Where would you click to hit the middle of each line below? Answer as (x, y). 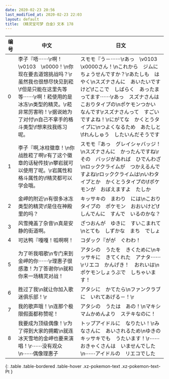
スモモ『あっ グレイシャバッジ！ (120, 144)
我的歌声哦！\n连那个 (44, 307)
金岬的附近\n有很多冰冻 (46, 199)
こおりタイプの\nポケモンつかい (118, 105)
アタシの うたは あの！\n (113, 307)
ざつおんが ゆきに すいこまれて (120, 223)
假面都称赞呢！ (41, 314)
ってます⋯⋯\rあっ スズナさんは (120, 97)
